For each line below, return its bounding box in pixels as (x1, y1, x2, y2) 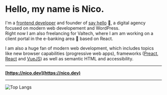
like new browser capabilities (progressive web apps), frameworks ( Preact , (5, 50, 159, 56)
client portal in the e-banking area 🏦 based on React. (5, 36, 113, 42)
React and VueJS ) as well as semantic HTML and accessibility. (5, 55, 134, 61)
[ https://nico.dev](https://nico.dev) (5, 70, 81, 76)
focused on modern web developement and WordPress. (5, 25, 120, 31)
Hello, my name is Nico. (5, 3, 104, 15)
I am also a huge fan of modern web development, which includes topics (5, 45, 154, 51)
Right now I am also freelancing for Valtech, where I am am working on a (5, 30, 154, 36)
